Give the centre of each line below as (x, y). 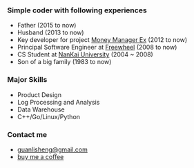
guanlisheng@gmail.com (52, 149)
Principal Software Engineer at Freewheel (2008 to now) (97, 48)
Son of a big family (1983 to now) (64, 62)
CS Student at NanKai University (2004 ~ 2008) (85, 54)
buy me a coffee (40, 156)
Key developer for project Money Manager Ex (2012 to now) (102, 40)
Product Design (39, 94)
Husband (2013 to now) (50, 32)
